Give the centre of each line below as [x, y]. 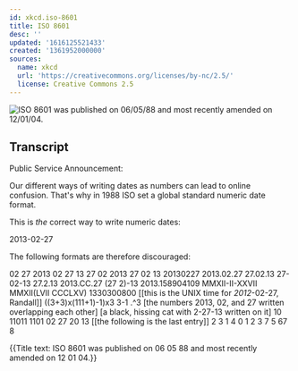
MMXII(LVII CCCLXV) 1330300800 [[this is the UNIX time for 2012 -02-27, [144, 293]
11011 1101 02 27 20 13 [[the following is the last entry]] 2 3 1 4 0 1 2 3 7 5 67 [149, 322]
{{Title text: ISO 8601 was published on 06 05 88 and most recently [133, 349]
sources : [26, 59]
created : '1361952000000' [57, 51]
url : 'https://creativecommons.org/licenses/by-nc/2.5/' [126, 76]
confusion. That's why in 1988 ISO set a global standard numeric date [137, 195]
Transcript [39, 147]
